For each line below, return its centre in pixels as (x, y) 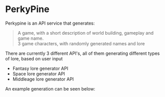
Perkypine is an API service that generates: (50, 23)
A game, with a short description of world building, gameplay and (86, 33)
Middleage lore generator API (43, 79)
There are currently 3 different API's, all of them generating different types (82, 53)
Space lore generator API (39, 73)
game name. (31, 38)
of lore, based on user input (34, 58)
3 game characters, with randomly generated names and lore (81, 43)
